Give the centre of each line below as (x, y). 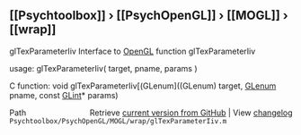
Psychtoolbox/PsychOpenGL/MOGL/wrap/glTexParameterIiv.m (118, 121)
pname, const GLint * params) (64, 95)
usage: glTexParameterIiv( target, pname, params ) (103, 68)
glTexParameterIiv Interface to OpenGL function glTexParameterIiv (133, 51)
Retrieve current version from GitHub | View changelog (191, 113)
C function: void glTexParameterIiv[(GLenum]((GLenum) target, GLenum (143, 86)
